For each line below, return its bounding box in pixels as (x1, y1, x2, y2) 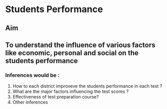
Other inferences (12, 99, 48, 105)
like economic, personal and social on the (5, 48, 139, 57)
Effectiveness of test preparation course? (12, 94, 99, 100)
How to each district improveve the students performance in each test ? (12, 83, 162, 89)
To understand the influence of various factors (5, 40, 156, 49)
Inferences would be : (5, 72, 60, 79)
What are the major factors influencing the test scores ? (12, 88, 129, 94)
